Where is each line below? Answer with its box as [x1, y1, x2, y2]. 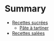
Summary [4, 3, 46, 14]
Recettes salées [11, 30, 45, 36]
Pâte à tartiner [19, 24, 49, 30]
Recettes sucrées [11, 19, 48, 25]
